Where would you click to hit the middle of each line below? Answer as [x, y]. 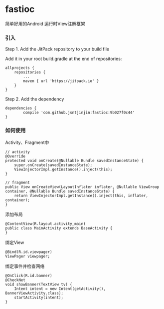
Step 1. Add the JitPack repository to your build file [57, 49]
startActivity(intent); [39, 297]
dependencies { [21, 108]
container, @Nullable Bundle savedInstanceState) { [60, 191]
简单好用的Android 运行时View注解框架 [45, 23]
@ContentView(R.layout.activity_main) [45, 223]
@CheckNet [15, 280]
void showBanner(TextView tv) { [39, 284]
